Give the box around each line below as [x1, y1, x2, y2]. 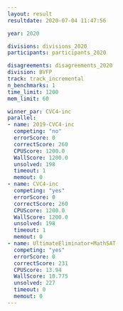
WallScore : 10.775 [14, 273, 69, 280]
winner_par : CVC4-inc [7, 108, 72, 115]
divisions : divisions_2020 [7, 43, 87, 50]
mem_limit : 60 [7, 95, 50, 102]
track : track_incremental [7, 75, 84, 82]
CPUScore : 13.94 [14, 266, 62, 273]
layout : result [7, 10, 53, 18]
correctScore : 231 [14, 260, 69, 267]
